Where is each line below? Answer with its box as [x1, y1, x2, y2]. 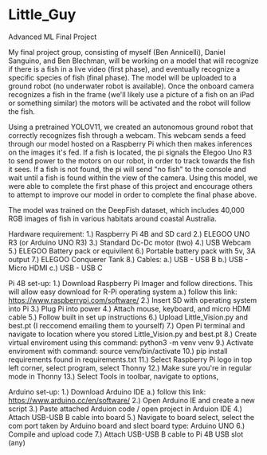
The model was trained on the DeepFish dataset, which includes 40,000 [8, 205, 245, 214]
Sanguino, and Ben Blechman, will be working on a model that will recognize [8, 56, 259, 65]
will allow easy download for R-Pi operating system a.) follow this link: [8, 287, 238, 296]
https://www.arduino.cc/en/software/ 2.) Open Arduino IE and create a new [8, 395, 255, 405]
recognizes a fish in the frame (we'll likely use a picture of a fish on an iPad [8, 89, 255, 99]
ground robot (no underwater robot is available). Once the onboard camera [8, 81, 254, 91]
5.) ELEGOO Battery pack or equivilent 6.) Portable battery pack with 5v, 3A [8, 245, 257, 256]
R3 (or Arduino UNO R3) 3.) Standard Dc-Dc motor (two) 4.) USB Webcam [8, 237, 252, 247]
